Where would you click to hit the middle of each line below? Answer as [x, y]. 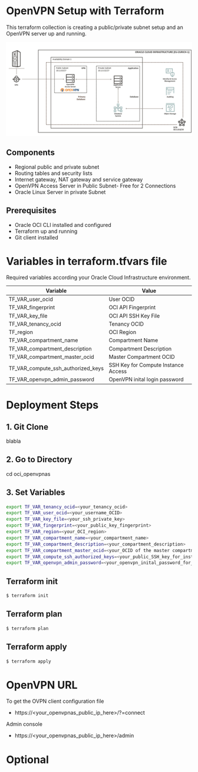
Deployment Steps [52, 405]
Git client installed [36, 237]
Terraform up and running [46, 231]
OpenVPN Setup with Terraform [85, 11]
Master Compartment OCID [142, 356]
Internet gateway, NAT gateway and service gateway [79, 179]
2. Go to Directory [39, 460]
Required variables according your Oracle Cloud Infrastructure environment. [98, 278]
